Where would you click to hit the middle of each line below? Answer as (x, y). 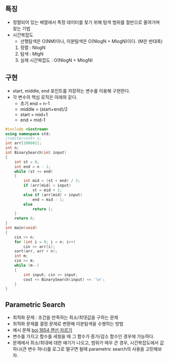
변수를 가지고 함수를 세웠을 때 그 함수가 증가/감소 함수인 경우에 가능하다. (83, 336)
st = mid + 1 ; (47, 190)
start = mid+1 (34, 114)
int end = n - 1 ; (33, 167)
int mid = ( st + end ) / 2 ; (52, 181)
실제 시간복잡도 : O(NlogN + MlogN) (56, 60)
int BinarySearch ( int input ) (36, 153)
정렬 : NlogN (33, 48)
